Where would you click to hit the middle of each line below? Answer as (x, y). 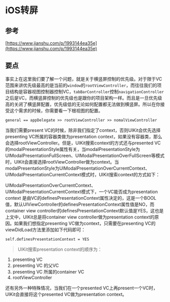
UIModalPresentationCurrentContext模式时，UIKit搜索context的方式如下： (83, 174)
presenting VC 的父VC (36, 265)
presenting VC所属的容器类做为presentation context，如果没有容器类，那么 (84, 136)
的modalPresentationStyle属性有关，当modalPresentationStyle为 (73, 149)
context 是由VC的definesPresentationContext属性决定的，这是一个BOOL (81, 198)
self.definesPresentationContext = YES (47, 239)
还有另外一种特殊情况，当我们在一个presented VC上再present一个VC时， (81, 288)
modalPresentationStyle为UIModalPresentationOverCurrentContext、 (78, 168)
